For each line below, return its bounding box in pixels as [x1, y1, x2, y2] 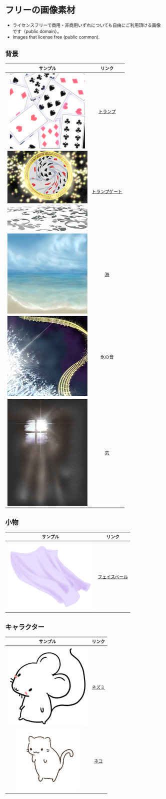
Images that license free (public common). [12, 34, 100, 40]
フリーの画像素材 [5, 5, 76, 16]
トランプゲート [91, 189, 122, 195]
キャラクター [5, 623, 45, 631]
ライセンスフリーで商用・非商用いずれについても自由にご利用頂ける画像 [12, 22, 161, 28]
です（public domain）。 [12, 28, 61, 34]
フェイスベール [97, 574, 128, 580]
